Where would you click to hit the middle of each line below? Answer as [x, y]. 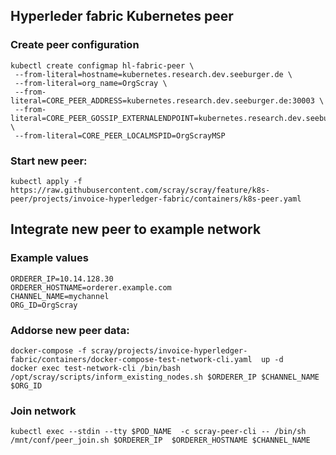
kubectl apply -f [46, 181]
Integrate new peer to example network [136, 229]
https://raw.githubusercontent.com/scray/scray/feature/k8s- [140, 190]
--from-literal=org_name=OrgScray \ [91, 83]
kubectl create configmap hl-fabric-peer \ [102, 65]
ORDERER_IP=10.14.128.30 [62, 279]
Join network [43, 411]
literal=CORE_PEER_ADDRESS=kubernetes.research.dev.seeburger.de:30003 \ [167, 100]
